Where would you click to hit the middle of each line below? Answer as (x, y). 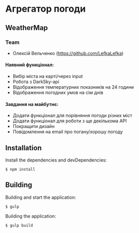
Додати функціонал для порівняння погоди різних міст (72, 116)
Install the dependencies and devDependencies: (56, 160)
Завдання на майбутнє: (32, 104)
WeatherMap (27, 28)
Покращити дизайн (33, 126)
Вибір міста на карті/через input (48, 76)
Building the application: (31, 216)
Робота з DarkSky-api (36, 82)
